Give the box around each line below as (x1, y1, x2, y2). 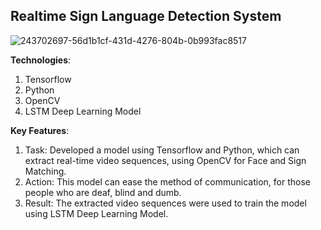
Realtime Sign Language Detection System (10, 8, 282, 25)
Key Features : (10, 124, 70, 136)
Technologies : (10, 54, 72, 66)
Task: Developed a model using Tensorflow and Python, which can (24, 144, 300, 156)
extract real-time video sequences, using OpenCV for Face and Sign (24, 154, 307, 166)
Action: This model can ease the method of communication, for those (24, 175, 311, 188)
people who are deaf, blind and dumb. (24, 186, 182, 198)
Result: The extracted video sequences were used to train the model (24, 197, 307, 209)
